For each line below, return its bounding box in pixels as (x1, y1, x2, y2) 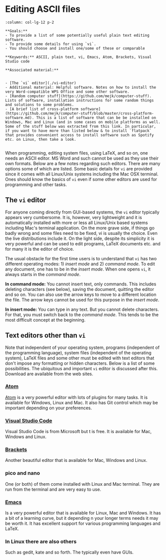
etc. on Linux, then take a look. (5, 137, 77, 142)
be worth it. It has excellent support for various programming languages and (5, 520, 161, 526)
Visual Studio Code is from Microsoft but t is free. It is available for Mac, (5, 429, 152, 435)
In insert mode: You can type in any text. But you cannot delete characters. (5, 306, 159, 312)
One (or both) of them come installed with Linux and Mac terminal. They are (5, 481, 160, 487)
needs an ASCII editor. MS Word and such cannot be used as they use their (5, 155, 159, 161)
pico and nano (5, 470, 41, 477)
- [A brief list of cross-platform (5, 107, 79, 112)
